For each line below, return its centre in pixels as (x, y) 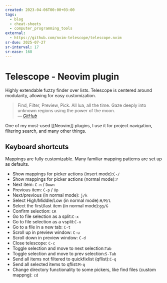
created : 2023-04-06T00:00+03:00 (40, 10)
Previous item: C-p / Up (35, 190)
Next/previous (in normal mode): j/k (50, 195)
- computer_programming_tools (41, 29)
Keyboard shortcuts (37, 147)
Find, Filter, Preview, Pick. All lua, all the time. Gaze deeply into (82, 105)
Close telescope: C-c (34, 243)
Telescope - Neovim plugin (62, 76)
